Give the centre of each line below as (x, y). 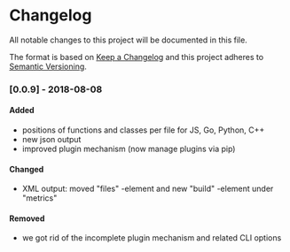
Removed (27, 218)
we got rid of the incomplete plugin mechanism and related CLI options (152, 238)
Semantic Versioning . (48, 66)
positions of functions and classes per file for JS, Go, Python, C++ (143, 130)
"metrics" (39, 198)
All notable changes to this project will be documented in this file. (129, 40)
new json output (51, 140)
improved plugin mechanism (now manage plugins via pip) (129, 149)
